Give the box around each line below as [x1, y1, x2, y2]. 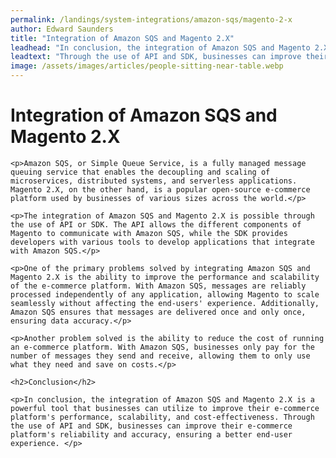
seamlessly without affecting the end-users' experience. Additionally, [10, 298, 320, 308]
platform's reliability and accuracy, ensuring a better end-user [10, 429, 293, 440]
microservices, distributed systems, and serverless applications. [10, 176, 298, 186]
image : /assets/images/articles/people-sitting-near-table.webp [10, 61, 284, 71]
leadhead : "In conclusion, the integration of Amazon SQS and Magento [10, 42, 311, 53]
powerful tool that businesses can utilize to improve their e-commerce [10, 403, 320, 413]
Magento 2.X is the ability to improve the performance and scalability [10, 272, 320, 282]
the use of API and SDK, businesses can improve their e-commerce [10, 421, 293, 431]
